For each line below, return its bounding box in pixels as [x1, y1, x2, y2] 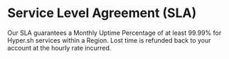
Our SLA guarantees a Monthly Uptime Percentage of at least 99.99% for [7, 28, 222, 37]
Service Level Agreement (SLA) [7, 5, 197, 21]
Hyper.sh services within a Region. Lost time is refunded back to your [7, 36, 211, 44]
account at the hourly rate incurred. [7, 43, 112, 52]
